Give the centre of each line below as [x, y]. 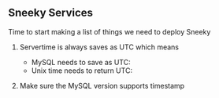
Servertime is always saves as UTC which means [99, 47]
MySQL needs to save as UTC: [81, 62]
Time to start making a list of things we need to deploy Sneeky [109, 31]
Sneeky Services [50, 13]
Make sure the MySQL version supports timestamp [102, 85]
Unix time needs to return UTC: [82, 71]
